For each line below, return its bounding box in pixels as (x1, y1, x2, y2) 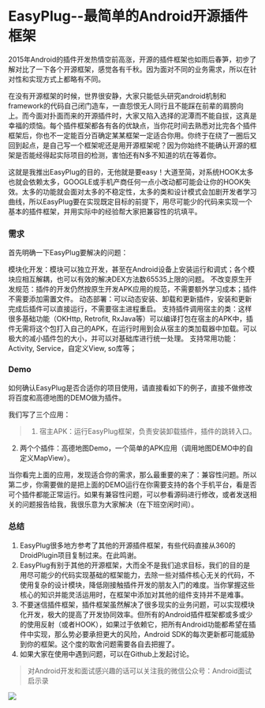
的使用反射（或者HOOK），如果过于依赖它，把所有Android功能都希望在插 (19, 619, 256, 629)
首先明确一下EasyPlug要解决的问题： (8, 248, 129, 258)
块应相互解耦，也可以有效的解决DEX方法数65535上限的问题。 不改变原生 (8, 274, 246, 284)
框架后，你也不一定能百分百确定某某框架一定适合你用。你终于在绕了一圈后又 (8, 130, 257, 140)
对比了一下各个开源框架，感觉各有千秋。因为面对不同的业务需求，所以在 (14, 64, 250, 73)
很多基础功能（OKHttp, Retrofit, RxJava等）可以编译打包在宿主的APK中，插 (8, 314, 254, 324)
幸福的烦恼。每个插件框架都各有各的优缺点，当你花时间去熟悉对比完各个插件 (8, 120, 257, 130)
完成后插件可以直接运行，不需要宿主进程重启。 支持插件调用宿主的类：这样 (8, 304, 252, 314)
